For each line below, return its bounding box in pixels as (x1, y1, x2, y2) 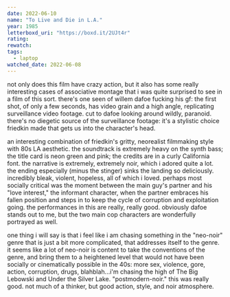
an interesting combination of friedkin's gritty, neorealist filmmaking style (7, 137, 214, 145)
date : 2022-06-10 (7, 10, 57, 17)
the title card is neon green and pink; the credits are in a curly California (7, 152, 210, 160)
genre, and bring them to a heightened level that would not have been (7, 252, 205, 261)
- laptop (13, 55, 38, 62)
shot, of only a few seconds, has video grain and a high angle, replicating (7, 102, 214, 110)
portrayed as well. (7, 217, 58, 225)
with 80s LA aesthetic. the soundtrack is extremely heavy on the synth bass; (7, 144, 224, 153)
